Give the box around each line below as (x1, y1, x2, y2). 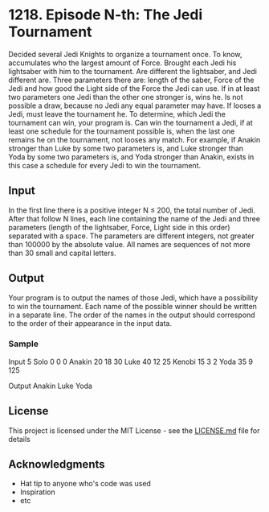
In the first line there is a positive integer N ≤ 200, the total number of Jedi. (8, 205, 255, 215)
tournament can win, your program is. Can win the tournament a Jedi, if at (8, 118, 253, 127)
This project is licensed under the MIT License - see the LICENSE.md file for (8, 425, 260, 436)
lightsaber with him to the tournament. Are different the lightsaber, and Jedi (8, 66, 257, 76)
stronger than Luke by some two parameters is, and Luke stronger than (8, 143, 243, 153)
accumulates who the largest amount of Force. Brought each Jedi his (8, 58, 237, 68)
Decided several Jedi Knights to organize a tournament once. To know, (8, 49, 243, 59)
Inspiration (19, 487, 55, 497)
